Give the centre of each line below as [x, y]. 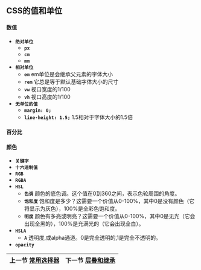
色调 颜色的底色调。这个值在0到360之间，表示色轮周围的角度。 [102, 194]
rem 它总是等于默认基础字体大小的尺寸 [71, 82]
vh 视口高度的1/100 [47, 97]
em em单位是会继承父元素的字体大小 [69, 74]
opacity [24, 245]
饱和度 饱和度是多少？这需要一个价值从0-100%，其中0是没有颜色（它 [109, 201]
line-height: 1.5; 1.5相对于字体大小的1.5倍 [78, 117]
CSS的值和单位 [34, 11]
